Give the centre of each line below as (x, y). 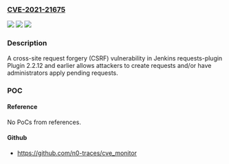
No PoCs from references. (44, 122)
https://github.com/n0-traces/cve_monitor (77, 153)
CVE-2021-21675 (36, 10)
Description (27, 43)
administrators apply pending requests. (63, 73)
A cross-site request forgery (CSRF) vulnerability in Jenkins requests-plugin (115, 58)
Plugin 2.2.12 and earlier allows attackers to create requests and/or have (109, 65)
